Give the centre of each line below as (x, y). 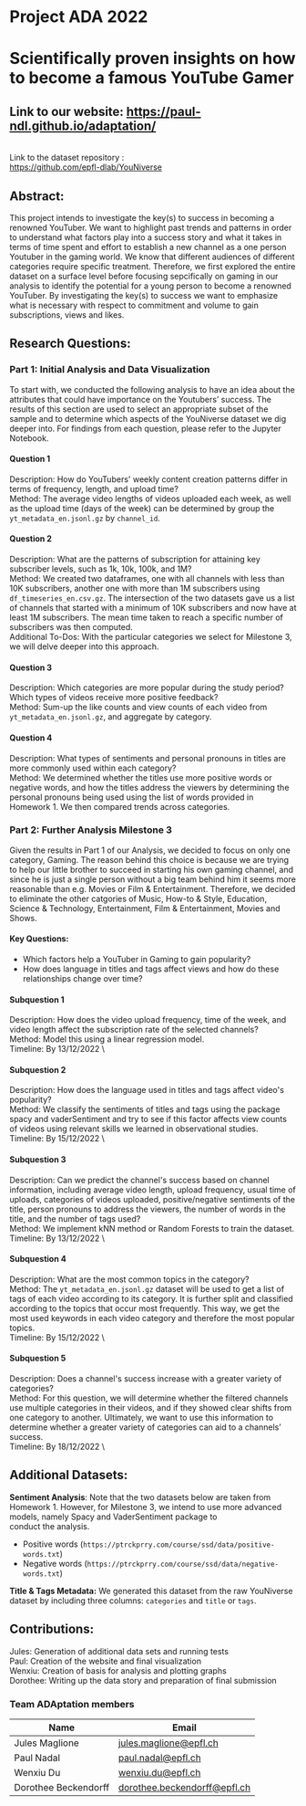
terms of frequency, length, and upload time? (94, 488)
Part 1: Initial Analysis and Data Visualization (110, 370)
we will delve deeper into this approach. (84, 646)
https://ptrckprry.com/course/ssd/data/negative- (183, 1564)
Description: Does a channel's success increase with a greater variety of (146, 1379)
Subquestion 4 (38, 1259)
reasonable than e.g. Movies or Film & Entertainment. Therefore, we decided (153, 888)
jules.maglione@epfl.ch (168, 1743)
